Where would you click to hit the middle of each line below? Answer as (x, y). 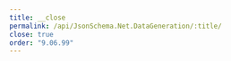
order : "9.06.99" (42, 43)
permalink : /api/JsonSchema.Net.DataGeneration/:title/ (115, 26)
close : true (31, 34)
